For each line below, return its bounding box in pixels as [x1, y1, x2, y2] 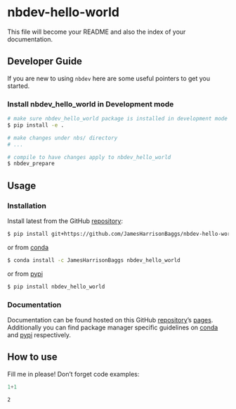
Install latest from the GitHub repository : [7, 216, 123, 225]
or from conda [7, 243, 49, 251]
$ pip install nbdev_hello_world [7, 283, 105, 290]
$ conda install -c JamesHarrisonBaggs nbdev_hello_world [7, 256, 181, 264]
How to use [7, 351, 58, 363]
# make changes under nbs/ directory [7, 134, 118, 141]
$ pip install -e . [7, 121, 65, 129]
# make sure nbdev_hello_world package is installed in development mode [7, 115, 228, 122]
